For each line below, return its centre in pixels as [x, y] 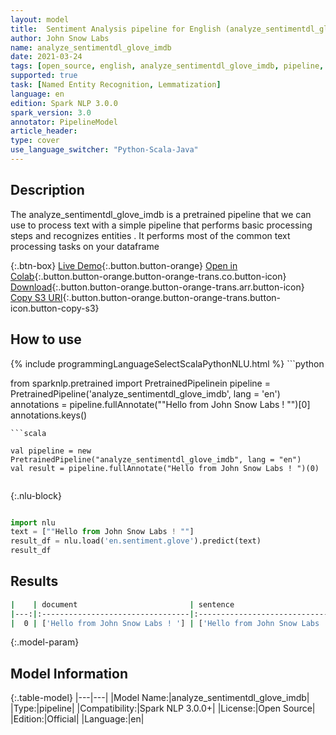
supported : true [44, 76]
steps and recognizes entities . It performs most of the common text [150, 235]
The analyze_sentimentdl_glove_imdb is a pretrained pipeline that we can [161, 214]
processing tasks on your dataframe [85, 246]
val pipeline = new [51, 451]
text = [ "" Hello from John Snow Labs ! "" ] [102, 532]
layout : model [40, 19]
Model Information [69, 673]
